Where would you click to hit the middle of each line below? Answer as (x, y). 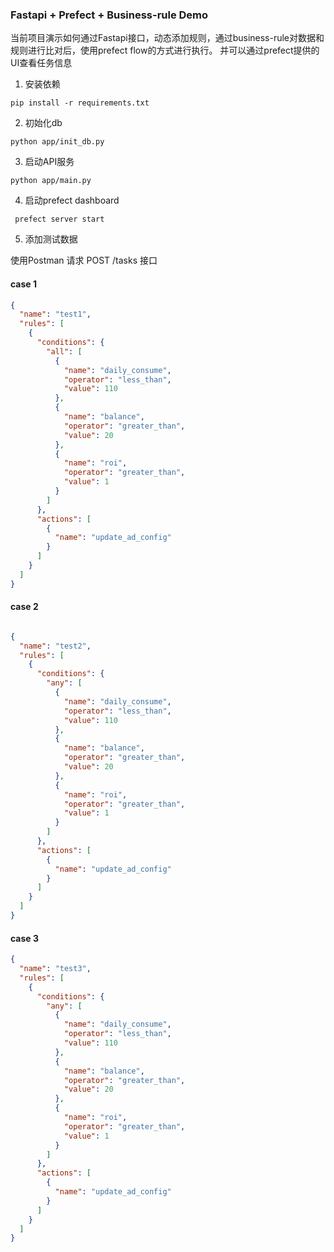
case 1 (24, 284)
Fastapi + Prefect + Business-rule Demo (109, 15)
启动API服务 (49, 162)
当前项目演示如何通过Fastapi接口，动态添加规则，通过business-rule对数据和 (167, 38)
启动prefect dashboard (72, 200)
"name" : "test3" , (55, 969)
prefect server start (59, 219)
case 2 (24, 607)
